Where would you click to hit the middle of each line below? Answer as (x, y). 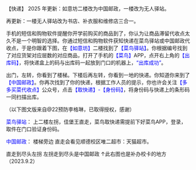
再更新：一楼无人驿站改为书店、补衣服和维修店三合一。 (72, 21)
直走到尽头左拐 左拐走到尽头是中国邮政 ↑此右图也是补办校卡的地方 (86, 154)
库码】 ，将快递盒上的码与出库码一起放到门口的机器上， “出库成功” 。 (86, 63)
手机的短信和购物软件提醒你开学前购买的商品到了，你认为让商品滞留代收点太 (98, 33)
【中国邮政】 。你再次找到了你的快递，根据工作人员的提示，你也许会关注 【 (94, 82)
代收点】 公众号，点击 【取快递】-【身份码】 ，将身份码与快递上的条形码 (106, 90)
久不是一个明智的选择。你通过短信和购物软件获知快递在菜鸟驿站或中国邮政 (95, 41)
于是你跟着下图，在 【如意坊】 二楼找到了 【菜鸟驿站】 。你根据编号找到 (104, 48)
